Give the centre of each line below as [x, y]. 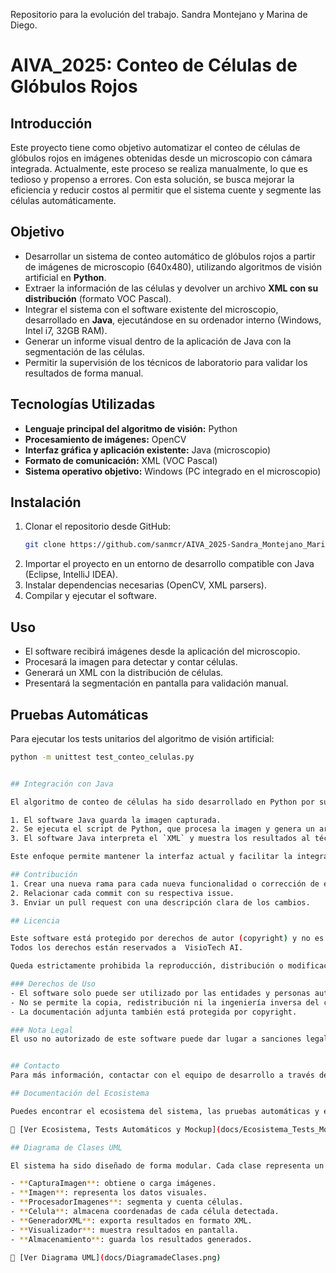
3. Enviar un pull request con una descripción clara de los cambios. [160, 902]
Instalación [46, 502]
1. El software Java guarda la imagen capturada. [116, 820]
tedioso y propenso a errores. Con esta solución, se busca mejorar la [152, 179]
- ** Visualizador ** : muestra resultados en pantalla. [125, 1230]
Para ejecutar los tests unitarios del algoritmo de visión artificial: [142, 738]
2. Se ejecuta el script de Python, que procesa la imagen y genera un [162, 829]
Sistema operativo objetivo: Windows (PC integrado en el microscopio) [173, 471]
